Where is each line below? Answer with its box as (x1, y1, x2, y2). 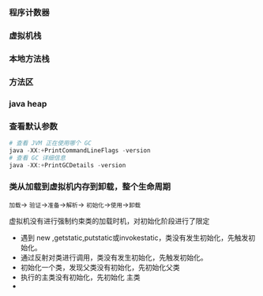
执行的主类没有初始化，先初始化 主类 (20, 272, 141, 282)
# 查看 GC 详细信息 (9, 154, 66, 162)
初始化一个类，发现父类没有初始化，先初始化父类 (20, 262, 180, 272)
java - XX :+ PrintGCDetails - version (9, 161, 126, 169)
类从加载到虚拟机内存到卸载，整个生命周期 (9, 182, 171, 193)
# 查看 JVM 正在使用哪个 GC (9, 139, 92, 147)
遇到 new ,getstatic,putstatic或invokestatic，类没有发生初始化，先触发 (20, 233, 249, 242)
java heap (9, 98, 47, 109)
